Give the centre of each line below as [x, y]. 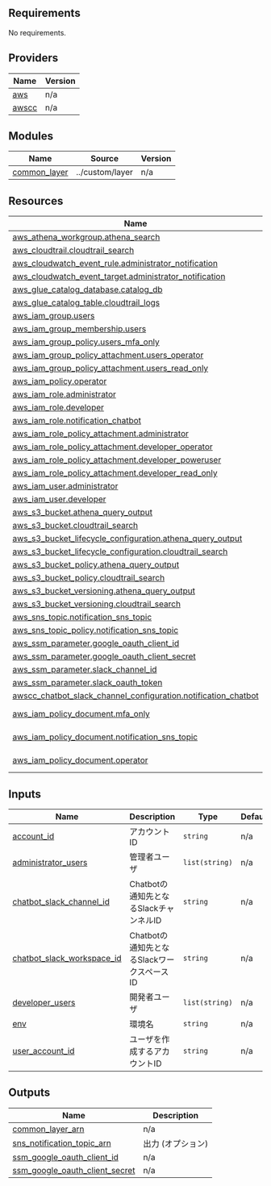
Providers [33, 58]
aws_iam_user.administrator [65, 486]
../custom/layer [104, 173]
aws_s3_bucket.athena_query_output [83, 513]
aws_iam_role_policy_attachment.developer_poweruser [117, 460]
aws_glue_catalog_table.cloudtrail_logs [86, 303]
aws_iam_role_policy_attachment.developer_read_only [115, 473]
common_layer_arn [48, 1129]
